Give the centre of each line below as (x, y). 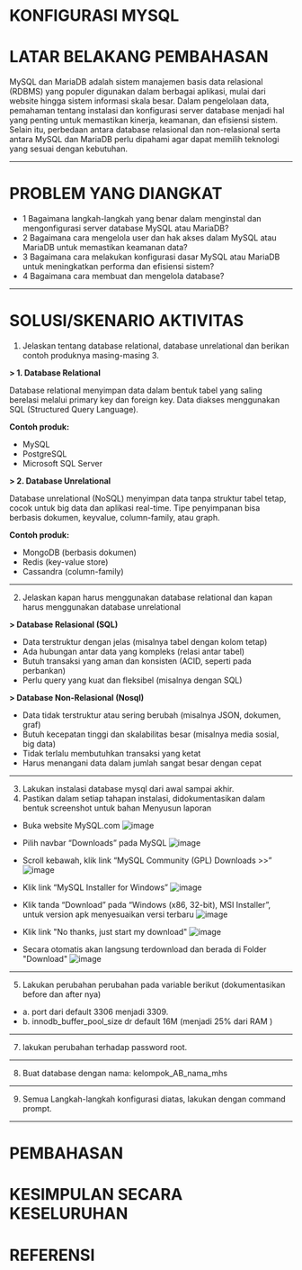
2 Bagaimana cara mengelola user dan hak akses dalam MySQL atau (149, 238)
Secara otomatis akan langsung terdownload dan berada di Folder (144, 949)
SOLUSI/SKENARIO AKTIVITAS (127, 321)
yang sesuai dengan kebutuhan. (69, 149)
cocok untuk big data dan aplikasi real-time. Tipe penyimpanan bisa (135, 508)
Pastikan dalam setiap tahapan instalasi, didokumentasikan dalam (144, 798)
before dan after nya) (62, 994)
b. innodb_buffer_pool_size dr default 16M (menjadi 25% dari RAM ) (147, 1021)
